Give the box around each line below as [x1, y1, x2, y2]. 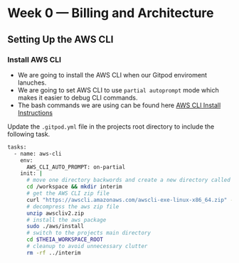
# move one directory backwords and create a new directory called [26, 176, 231, 184]
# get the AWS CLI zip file [26, 190, 110, 197]
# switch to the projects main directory [26, 230, 152, 237]
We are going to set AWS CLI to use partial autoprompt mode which [17, 85, 219, 94]
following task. [7, 129, 51, 138]
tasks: [7, 144, 27, 151]
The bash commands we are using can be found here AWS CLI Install [17, 101, 221, 109]
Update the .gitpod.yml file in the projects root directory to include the [7, 122, 215, 131]
